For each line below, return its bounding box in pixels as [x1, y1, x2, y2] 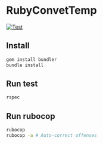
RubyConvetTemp [6, 4, 97, 17]
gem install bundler [6, 56, 58, 63]
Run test [6, 78, 38, 88]
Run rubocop [6, 111, 55, 121]
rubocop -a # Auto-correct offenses [6, 132, 97, 138]
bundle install [6, 62, 44, 68]
